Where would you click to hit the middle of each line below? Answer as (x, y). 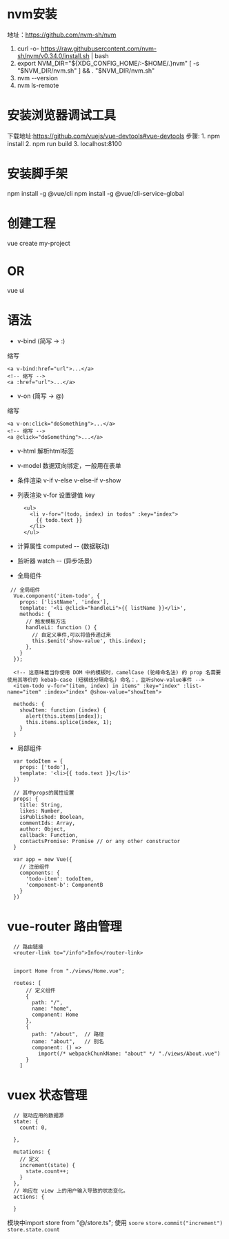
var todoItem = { (38, 761)
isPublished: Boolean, (52, 817)
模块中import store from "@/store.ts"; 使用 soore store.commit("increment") (115, 1222)
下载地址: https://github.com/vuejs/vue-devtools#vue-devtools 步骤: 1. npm (114, 136)
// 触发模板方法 (46, 621)
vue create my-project (39, 243)
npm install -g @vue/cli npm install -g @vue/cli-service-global (96, 193)
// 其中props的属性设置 (44, 793)
